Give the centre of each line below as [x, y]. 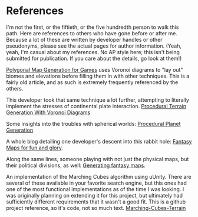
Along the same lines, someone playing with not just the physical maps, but [98, 159]
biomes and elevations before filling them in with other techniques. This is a [98, 76]
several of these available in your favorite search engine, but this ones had [96, 183]
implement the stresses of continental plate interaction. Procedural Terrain [96, 106]
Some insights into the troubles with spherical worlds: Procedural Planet [93, 123]
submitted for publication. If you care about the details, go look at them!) [94, 58]
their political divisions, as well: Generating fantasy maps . [76, 165]
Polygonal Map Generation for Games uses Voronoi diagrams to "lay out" [95, 69]
